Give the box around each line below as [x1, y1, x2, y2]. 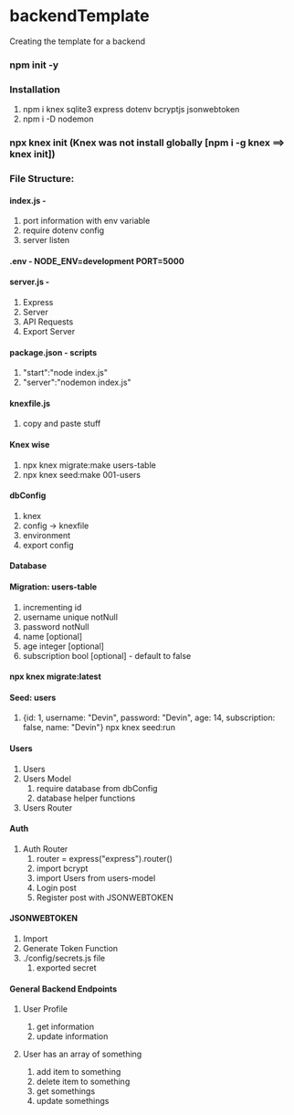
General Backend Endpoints [9, 983, 118, 994]
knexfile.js [9, 398, 51, 409]
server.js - [9, 276, 50, 288]
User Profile [22, 1003, 68, 1014]
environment [22, 529, 71, 540]
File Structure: [9, 173, 75, 185]
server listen [22, 235, 70, 246]
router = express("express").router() [36, 853, 173, 864]
